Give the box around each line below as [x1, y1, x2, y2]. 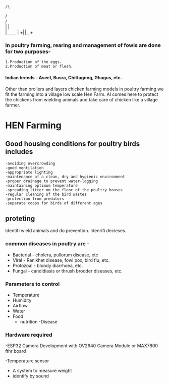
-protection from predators [5, 196, 65, 201]
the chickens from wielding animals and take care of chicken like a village [5, 96, 158, 102]
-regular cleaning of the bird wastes [5, 192, 87, 197]
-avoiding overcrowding [5, 161, 55, 166]
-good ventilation [5, 165, 44, 171]
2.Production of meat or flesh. [5, 64, 73, 69]
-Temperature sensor [5, 358, 49, 364]
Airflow [12, 302, 28, 308]
